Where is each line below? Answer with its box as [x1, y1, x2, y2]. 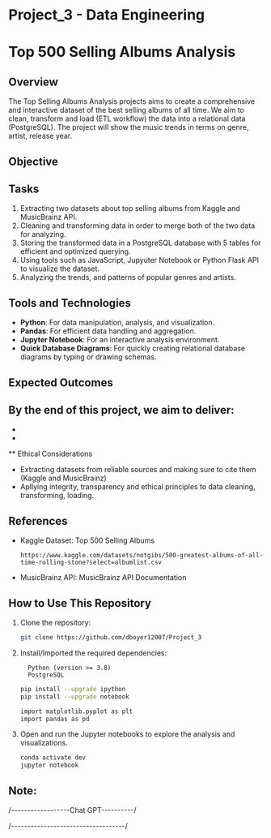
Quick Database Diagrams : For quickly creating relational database [19, 343, 245, 354]
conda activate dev [19, 754, 87, 762]
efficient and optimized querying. [19, 247, 131, 256]
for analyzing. [19, 230, 66, 239]
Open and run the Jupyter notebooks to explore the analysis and [19, 729, 235, 739]
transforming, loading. [19, 491, 95, 501]
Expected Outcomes [8, 376, 113, 389]
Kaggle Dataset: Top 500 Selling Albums [19, 535, 155, 545]
